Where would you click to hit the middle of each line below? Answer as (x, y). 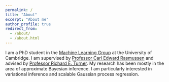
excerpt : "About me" (27, 19)
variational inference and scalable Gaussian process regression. (72, 74)
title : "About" (21, 15)
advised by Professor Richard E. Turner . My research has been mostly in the (85, 63)
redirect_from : (21, 29)
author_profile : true (28, 24)
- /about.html (25, 38)
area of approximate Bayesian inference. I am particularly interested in (79, 68)
